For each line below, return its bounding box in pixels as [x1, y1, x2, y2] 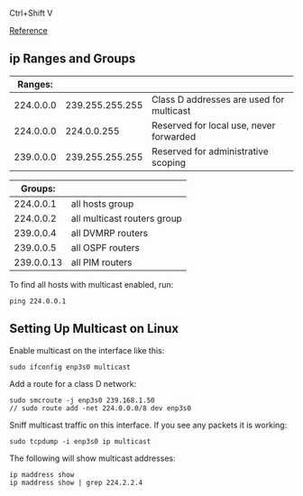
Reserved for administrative [151, 144, 269, 157]
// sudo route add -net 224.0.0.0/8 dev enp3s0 [9, 403, 192, 413]
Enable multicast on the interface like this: [9, 344, 165, 355]
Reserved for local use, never [151, 119, 276, 132]
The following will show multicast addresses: [9, 453, 176, 464]
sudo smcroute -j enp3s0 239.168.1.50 [9, 396, 155, 405]
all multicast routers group [70, 212, 182, 225]
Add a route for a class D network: [9, 378, 137, 389]
